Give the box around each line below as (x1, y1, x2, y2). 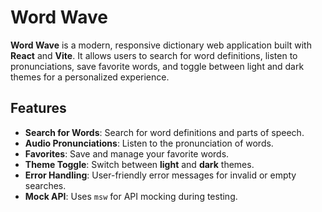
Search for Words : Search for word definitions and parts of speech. (24, 126, 305, 138)
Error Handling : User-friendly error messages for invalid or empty (24, 169, 297, 181)
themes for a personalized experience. (10, 71, 170, 83)
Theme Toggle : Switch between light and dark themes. (24, 158, 255, 170)
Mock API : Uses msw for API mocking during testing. (24, 190, 238, 202)
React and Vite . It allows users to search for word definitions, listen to (10, 49, 298, 61)
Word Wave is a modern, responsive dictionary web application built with (10, 39, 312, 51)
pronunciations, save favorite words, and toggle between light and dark (10, 60, 305, 72)
